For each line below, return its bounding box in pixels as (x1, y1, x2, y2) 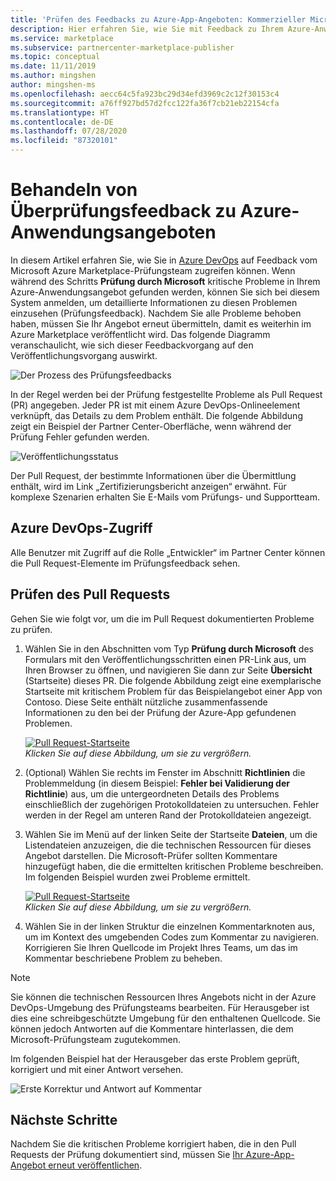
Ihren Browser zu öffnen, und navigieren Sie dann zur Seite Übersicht (24, 664, 313, 676)
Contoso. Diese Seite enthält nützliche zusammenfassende (24, 696, 268, 708)
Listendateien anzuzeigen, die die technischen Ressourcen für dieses (24, 839, 312, 851)
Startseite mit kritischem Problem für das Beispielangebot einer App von (24, 685, 323, 697)
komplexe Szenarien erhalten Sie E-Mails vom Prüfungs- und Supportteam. (10, 491, 320, 503)
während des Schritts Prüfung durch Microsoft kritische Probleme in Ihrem (10, 275, 321, 287)
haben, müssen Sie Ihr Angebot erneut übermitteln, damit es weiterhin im (10, 317, 312, 330)
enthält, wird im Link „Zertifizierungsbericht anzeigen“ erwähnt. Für (10, 480, 287, 492)
